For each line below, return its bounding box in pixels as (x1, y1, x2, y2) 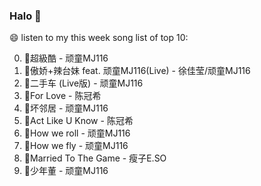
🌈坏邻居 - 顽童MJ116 (23, 102, 109, 114)
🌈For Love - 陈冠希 (23, 90, 102, 102)
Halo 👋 (9, 9, 42, 23)
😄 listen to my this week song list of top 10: (9, 32, 189, 44)
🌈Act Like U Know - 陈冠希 (23, 115, 134, 127)
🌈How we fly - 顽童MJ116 (23, 140, 129, 152)
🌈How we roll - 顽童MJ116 (23, 127, 131, 139)
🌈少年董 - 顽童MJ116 (23, 165, 109, 177)
